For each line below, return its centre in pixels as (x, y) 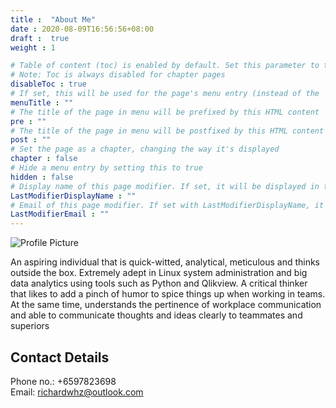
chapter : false (44, 159)
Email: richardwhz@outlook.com (77, 392)
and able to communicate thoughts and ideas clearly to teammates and (156, 315)
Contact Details (60, 357)
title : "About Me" (53, 19)
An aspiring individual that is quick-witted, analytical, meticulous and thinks (165, 262)
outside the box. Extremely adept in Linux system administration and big (159, 273)
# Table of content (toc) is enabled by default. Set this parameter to (165, 66)
